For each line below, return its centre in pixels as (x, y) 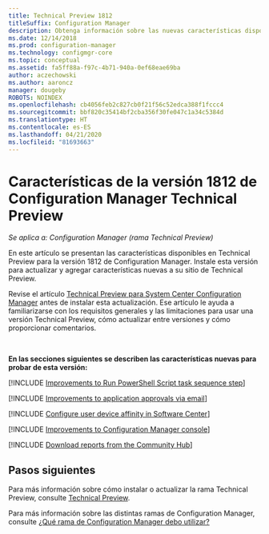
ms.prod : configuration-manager (62, 46)
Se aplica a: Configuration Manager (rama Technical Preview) (111, 237)
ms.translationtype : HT (48, 120)
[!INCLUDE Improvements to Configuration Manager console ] (109, 429)
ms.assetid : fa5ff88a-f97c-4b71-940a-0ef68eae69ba (94, 68)
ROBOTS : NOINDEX (35, 98)
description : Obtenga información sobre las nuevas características (125, 30)
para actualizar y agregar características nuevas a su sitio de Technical (126, 270)
